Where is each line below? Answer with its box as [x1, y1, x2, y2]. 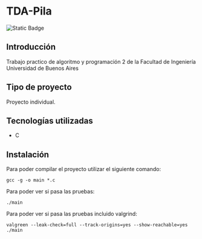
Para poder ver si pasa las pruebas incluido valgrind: [6, 210, 137, 218]
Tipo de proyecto [6, 82, 72, 92]
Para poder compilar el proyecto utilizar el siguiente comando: [6, 166, 161, 173]
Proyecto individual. [6, 98, 56, 106]
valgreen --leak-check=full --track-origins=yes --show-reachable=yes [6, 222, 188, 228]
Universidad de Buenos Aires [6, 64, 79, 72]
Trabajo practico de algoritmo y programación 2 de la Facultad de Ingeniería [6, 58, 197, 65]
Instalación [6, 149, 50, 160]
